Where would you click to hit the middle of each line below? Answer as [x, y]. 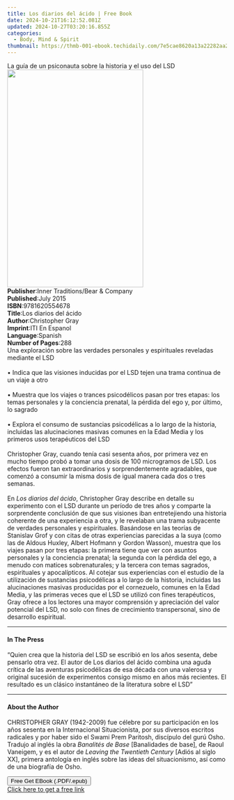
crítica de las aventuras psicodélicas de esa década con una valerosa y [110, 670]
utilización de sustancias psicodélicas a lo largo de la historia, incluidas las [114, 580]
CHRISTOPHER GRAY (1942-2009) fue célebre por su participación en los [113, 723]
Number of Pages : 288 [39, 343]
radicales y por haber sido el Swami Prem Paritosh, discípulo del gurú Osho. [116, 737]
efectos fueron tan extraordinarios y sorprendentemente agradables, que [112, 469]
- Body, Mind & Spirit [46, 40]
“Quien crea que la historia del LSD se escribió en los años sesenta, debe [112, 655]
